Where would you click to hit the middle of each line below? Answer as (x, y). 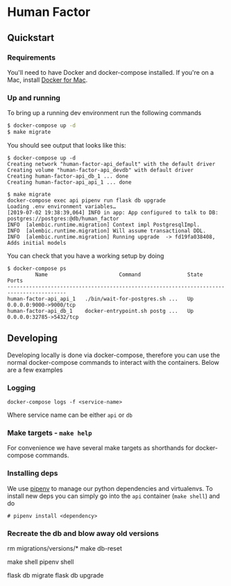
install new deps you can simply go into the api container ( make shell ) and (114, 496)
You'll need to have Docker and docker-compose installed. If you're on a (111, 72)
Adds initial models (37, 243)
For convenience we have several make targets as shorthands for (101, 448)
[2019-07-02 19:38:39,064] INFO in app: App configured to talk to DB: (113, 212)
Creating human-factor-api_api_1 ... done (69, 182)
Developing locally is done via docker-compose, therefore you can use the (114, 355)
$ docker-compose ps (37, 268)
